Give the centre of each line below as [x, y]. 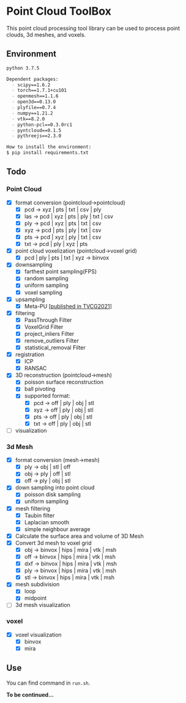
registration [30, 355]
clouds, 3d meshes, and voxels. [46, 34]
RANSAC [35, 368]
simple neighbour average [57, 529]
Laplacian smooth [46, 522]
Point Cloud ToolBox [59, 11]
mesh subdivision [37, 584]
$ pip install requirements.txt [47, 153]
